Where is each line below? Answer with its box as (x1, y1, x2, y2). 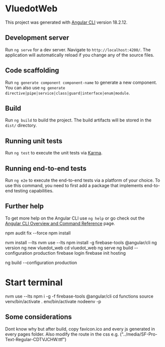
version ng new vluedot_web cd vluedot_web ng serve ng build (5, 245, 133, 251)
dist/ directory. (5, 122, 37, 128)
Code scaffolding (5, 66, 59, 75)
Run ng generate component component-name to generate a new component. (5, 79, 158, 85)
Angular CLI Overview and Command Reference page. (5, 220, 115, 226)
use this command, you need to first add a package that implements (5, 183, 143, 188)
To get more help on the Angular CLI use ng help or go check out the (5, 215, 145, 221)
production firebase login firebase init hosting (33, 250, 126, 256)
